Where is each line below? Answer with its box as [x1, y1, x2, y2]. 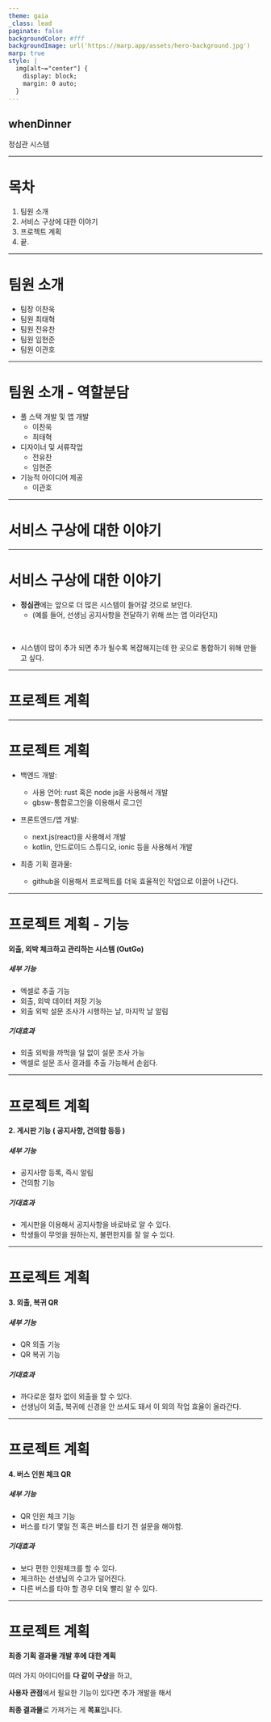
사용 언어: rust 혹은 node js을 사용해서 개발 [31, 787, 169, 797]
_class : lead [8, 19, 52, 28]
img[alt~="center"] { [15, 65, 89, 73]
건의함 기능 [19, 1178, 56, 1187]
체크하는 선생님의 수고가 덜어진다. [19, 1573, 127, 1583]
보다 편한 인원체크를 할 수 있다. [19, 1563, 117, 1573]
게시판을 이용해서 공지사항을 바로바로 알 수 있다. [19, 1220, 171, 1229]
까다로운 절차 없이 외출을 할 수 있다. [19, 1391, 132, 1401]
